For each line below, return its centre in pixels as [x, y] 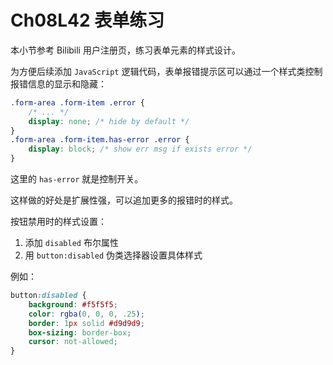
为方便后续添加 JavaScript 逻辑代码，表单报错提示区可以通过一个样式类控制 [166, 71]
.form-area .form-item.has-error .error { [100, 140]
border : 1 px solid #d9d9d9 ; [86, 323]
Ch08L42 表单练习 [87, 20]
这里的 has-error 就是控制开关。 [77, 179]
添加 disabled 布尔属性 [71, 243]
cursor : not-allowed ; [73, 342]
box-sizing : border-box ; [80, 332]
